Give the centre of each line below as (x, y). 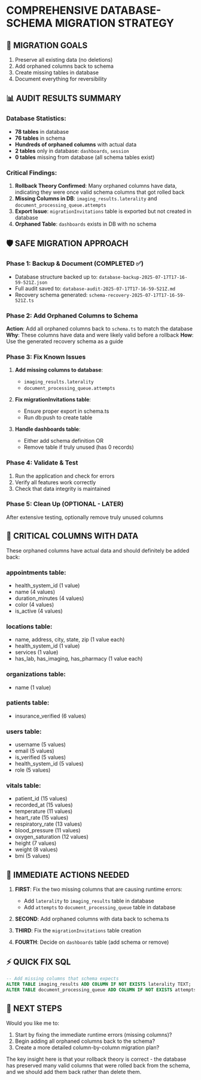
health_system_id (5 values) (49, 764)
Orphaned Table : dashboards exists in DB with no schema (86, 224)
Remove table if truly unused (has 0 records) (79, 447)
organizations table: (36, 674)
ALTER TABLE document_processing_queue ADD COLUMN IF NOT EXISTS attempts (101, 990)
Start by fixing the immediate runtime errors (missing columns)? (93, 1034)
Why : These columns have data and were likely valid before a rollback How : (100, 335)
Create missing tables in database (57, 72)
